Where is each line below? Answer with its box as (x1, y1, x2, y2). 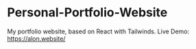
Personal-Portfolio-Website (7, 5, 168, 20)
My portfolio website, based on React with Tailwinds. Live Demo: (7, 27, 190, 35)
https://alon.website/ (7, 34, 66, 42)
